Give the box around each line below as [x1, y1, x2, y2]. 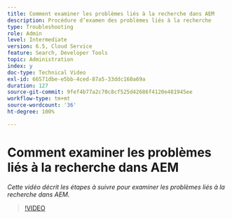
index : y [7, 62, 33, 69]
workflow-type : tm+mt [7, 95, 71, 102]
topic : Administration [7, 56, 74, 63]
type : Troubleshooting [7, 23, 74, 30]
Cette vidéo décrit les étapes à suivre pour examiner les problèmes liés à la [7, 182, 226, 191]
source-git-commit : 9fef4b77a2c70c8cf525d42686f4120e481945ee [7, 88, 193, 95]
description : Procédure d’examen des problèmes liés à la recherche [7, 17, 212, 24]
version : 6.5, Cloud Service [7, 43, 93, 50]
